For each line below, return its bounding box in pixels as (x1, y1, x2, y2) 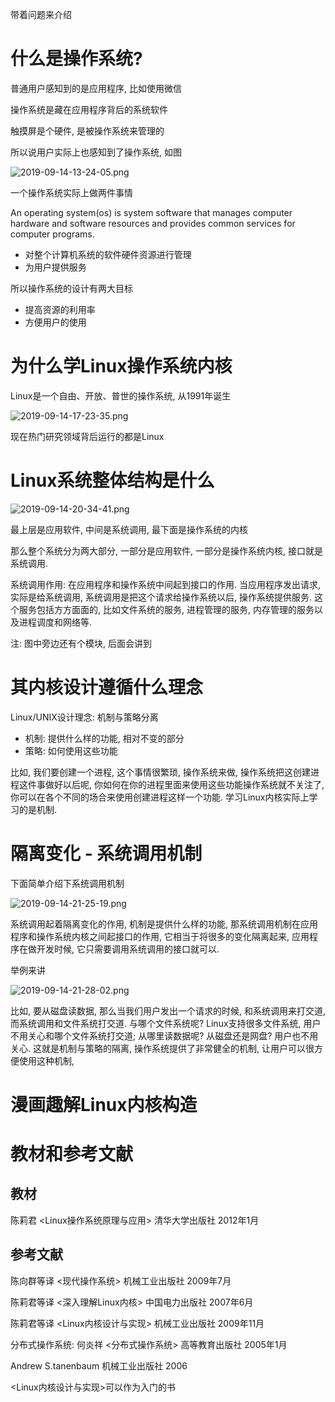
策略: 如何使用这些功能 (24, 744, 118, 757)
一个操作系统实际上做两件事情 (10, 186, 133, 198)
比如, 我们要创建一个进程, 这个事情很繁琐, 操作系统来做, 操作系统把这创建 (10, 766, 311, 778)
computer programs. (10, 228, 95, 240)
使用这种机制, (18, 1054, 75, 1067)
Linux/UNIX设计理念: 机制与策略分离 (10, 711, 159, 723)
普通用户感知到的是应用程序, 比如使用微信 (10, 82, 182, 94)
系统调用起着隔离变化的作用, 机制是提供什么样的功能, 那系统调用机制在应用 (10, 918, 318, 930)
